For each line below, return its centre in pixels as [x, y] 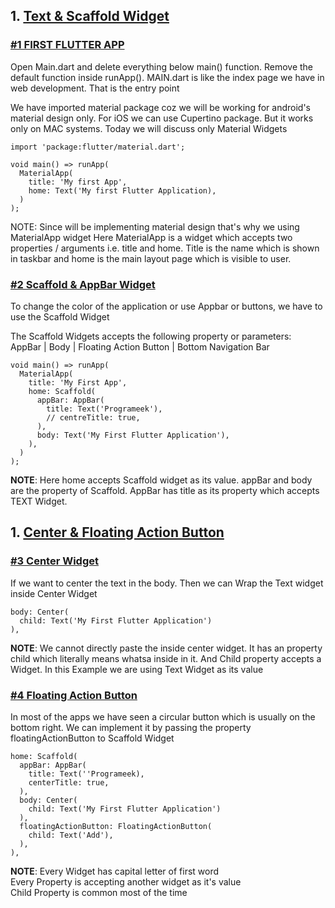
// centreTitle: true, [93, 417]
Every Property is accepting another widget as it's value [126, 881]
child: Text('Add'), [71, 835]
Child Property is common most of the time [99, 892]
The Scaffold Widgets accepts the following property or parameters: [151, 336]
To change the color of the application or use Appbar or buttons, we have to [166, 306]
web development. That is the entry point [95, 88]
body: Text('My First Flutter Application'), [133, 435]
